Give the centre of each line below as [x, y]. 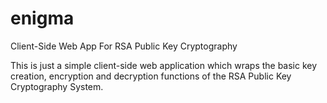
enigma [42, 18]
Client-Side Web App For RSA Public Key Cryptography [124, 46]
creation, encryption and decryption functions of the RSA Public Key [151, 76]
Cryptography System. [57, 86]
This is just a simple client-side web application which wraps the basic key [164, 65]
